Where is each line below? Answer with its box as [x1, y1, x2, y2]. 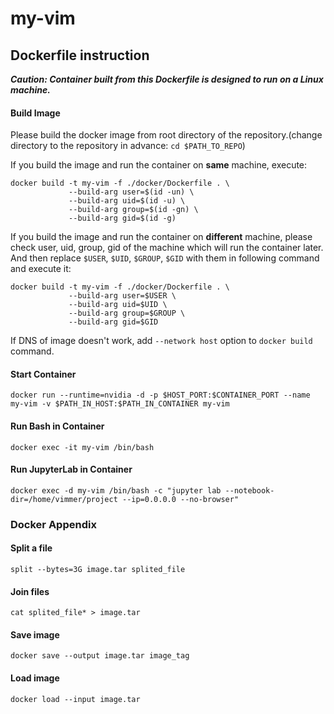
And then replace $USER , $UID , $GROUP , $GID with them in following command [10, 252, 320, 264]
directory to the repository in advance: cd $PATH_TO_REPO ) [10, 140, 246, 152]
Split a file [10, 542, 53, 554]
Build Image [10, 107, 61, 119]
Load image [10, 672, 60, 684]
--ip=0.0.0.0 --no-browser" [121, 494, 240, 504]
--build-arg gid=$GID [68, 317, 159, 327]
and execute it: [10, 263, 72, 275]
